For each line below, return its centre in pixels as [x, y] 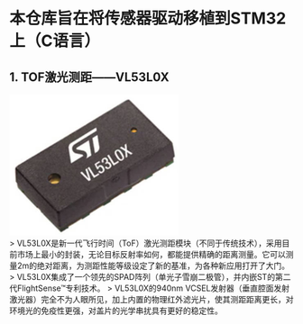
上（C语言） [55, 41]
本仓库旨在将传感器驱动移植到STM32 [148, 18]
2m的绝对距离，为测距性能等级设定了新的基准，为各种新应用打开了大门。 [153, 265]
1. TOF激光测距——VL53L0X [89, 77]
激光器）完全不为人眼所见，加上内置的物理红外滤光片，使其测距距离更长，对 [151, 300]
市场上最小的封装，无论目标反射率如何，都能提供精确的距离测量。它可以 [151, 255]
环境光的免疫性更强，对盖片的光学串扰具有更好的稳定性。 [116, 310]
